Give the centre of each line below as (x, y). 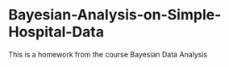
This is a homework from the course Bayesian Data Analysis (108, 54)
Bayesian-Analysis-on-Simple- (115, 15)
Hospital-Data (56, 32)
